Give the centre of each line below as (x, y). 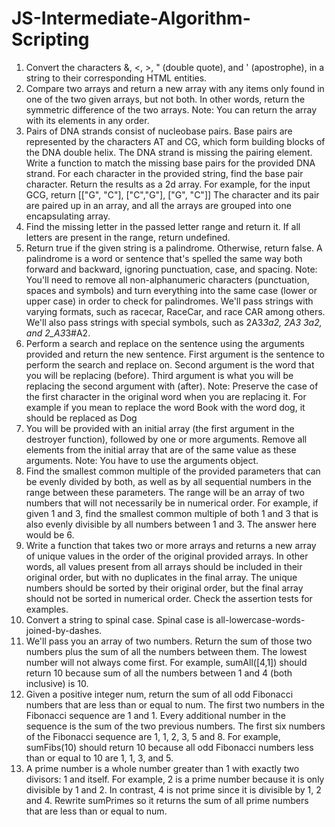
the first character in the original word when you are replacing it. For (166, 396)
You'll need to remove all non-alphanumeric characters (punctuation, (167, 279)
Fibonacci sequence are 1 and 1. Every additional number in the (155, 715)
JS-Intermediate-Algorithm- (131, 18)
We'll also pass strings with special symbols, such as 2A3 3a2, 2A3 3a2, (174, 322)
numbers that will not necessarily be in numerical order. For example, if (172, 503)
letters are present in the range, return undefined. (128, 237)
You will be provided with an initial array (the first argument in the (160, 428)
